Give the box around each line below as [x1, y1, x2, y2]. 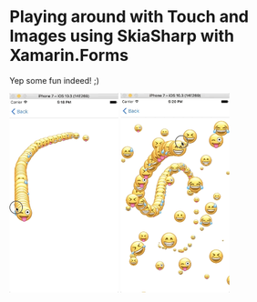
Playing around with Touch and [9, 6, 249, 27]
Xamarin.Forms [9, 45, 129, 65]
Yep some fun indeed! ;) [9, 75, 100, 86]
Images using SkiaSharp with [9, 25, 235, 46]
